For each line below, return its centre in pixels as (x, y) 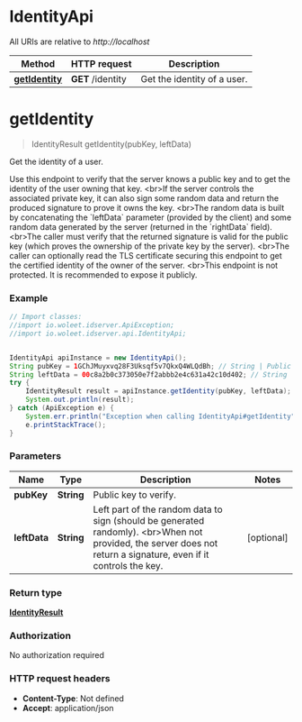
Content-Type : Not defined (73, 698)
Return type (36, 592)
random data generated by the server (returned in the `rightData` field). (141, 226)
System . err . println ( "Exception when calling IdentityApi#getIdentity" (160, 416)
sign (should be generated (149, 520)
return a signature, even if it (151, 554)
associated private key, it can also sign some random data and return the (144, 198)
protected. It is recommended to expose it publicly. (103, 274)
